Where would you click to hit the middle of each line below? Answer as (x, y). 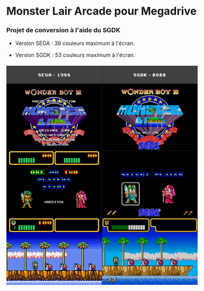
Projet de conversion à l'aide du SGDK (63, 30)
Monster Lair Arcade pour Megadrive (102, 11)
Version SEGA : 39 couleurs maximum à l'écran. (75, 43)
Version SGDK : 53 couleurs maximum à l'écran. (75, 55)
